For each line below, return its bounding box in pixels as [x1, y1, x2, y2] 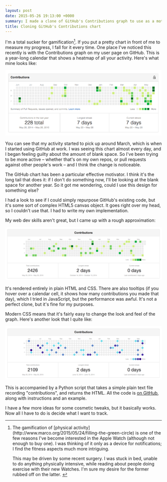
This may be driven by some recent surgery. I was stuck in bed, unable [12, 456, 158, 462]
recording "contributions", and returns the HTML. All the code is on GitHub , [5, 390, 159, 396]
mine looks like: [5, 60, 37, 66]
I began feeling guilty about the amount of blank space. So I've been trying [5, 151, 159, 157]
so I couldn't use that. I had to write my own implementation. [5, 207, 129, 213]
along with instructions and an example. [5, 395, 87, 402]
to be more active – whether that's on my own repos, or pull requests [5, 156, 147, 162]
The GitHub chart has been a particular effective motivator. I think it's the [5, 171, 155, 177]
